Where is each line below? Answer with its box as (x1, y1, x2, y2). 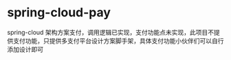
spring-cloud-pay (7, 5, 111, 20)
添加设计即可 (7, 45, 43, 53)
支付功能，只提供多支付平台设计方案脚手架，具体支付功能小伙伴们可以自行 (12, 36, 224, 45)
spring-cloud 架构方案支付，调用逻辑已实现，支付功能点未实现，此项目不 (7, 28, 214, 36)
